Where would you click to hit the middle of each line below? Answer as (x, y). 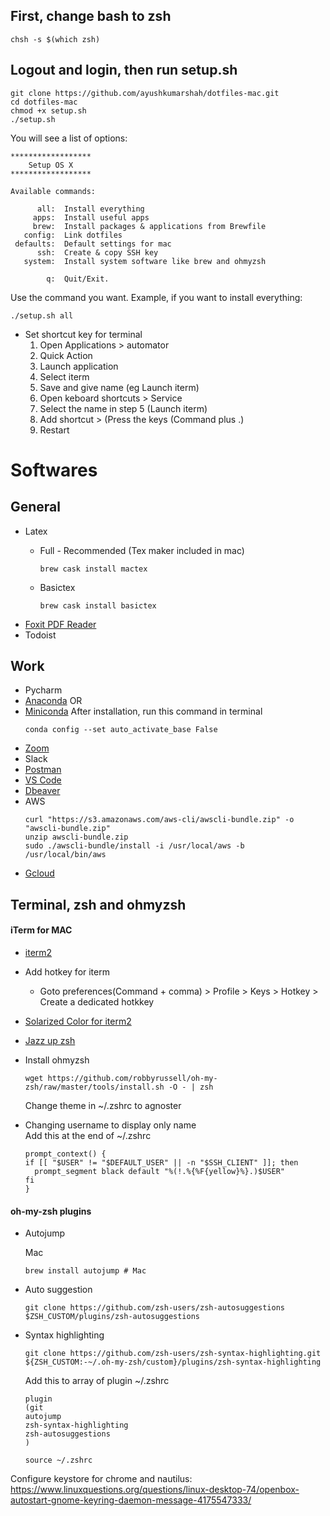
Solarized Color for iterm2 (78, 1021)
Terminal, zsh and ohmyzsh (98, 904)
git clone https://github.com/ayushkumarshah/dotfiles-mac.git (145, 93)
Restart (54, 430)
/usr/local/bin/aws (65, 855)
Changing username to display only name (110, 1125)
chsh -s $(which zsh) (55, 39)
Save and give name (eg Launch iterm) (119, 387)
